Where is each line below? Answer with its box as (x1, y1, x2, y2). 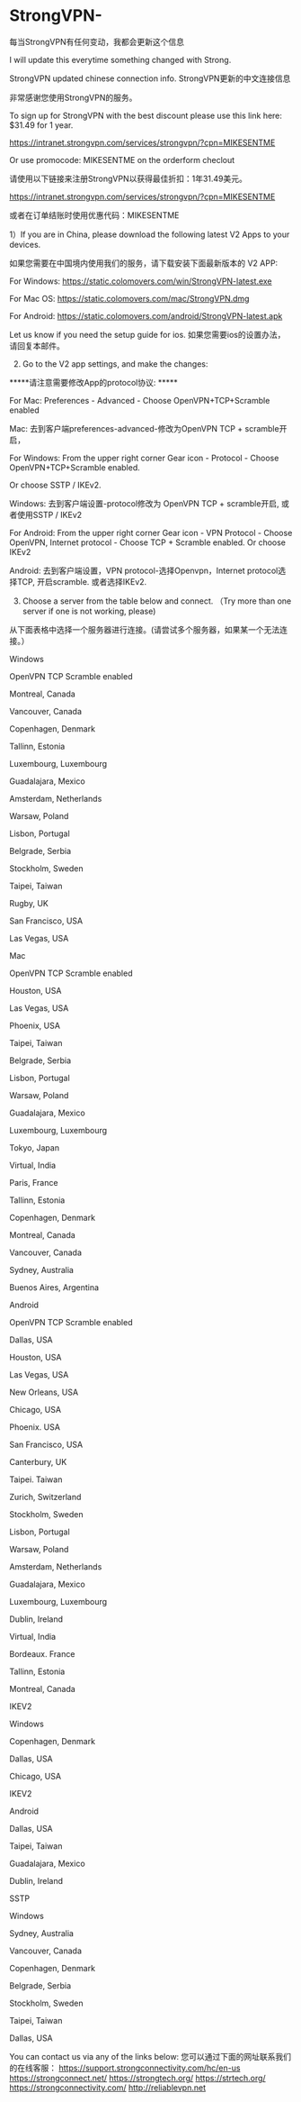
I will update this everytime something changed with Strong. (9, 54, 232, 65)
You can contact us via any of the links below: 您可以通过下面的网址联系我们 (9, 2051, 292, 2061)
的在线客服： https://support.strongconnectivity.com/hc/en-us (9, 2062, 241, 2073)
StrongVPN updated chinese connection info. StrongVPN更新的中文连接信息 (9, 73, 291, 84)
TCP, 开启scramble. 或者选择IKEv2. (16, 576, 147, 587)
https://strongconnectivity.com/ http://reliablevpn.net (9, 2082, 207, 2093)
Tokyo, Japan (9, 1142, 60, 1153)
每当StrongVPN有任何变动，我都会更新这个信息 (9, 36, 184, 47)
